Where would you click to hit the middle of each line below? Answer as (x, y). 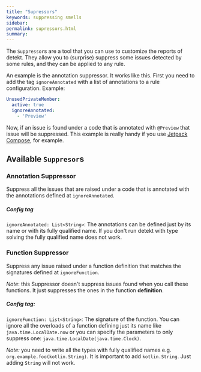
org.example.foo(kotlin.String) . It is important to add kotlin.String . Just (99, 356)
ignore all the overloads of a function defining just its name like (84, 325)
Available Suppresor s (45, 159)
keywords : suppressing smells (44, 17)
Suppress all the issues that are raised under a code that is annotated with (98, 189)
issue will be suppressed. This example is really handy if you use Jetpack (97, 134)
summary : (17, 34)
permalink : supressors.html (41, 28)
